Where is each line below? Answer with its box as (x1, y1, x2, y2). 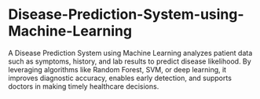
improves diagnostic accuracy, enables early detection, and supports (8, 73, 232, 82)
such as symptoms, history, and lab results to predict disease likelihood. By (8, 57, 251, 66)
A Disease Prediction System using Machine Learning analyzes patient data (8, 48, 253, 57)
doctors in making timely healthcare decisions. (8, 81, 159, 91)
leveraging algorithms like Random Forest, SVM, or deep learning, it (8, 64, 226, 74)
